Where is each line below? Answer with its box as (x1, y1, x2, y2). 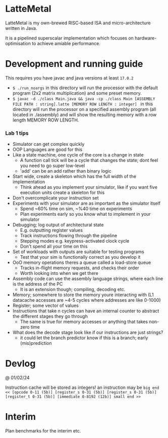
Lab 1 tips (5, 130, 29, 137)
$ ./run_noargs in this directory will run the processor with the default (12, 85, 158, 91)
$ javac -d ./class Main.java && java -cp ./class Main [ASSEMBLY (12, 96, 155, 101)
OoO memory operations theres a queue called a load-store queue (12, 259, 151, 266)
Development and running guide (5, 58, 143, 70)
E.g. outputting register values (20, 227, 83, 233)
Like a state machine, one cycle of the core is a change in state (12, 152, 144, 158)
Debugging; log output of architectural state (12, 222, 104, 228)
